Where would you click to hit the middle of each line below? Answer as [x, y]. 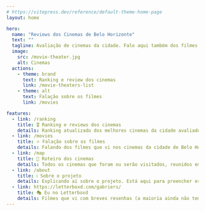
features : [19, 113]
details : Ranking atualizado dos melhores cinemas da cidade [96, 131]
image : [20, 52]
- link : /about [31, 170]
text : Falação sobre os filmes [62, 97]
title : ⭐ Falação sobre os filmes [61, 142]
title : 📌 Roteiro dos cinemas [56, 159]
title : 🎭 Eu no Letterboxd [53, 193]
